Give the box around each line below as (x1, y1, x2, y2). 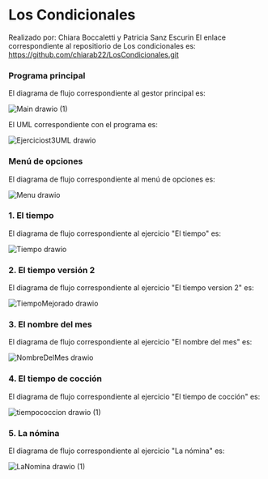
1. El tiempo (8, 210, 54, 221)
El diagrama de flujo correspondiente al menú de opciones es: (8, 174, 216, 184)
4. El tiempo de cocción (8, 373, 103, 384)
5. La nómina (8, 427, 60, 438)
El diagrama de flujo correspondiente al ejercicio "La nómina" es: (8, 446, 225, 455)
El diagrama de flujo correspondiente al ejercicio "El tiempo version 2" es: (8, 283, 254, 293)
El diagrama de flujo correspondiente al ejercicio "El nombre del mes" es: (8, 337, 253, 347)
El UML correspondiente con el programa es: (8, 120, 158, 130)
